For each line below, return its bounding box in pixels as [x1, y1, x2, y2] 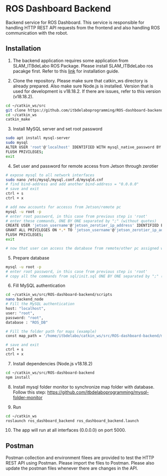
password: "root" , [5, 315, 44, 320]
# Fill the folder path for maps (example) [5, 329, 97, 334]
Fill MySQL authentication [12, 282, 66, 288]
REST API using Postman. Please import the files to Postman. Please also [5, 460, 155, 466]
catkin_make [5, 117, 30, 122]
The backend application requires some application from [12, 58, 128, 64]
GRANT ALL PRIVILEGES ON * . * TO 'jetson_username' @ [5, 228, 114, 233]
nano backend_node [5, 297, 44, 302]
